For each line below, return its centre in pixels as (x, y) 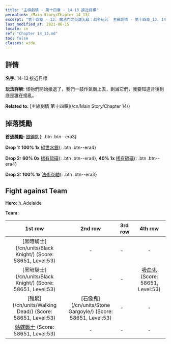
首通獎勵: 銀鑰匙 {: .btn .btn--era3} (41, 137)
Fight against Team (36, 191)
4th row (149, 229)
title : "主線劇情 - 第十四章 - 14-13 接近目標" (52, 10)
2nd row (91, 229)
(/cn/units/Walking (35, 305)
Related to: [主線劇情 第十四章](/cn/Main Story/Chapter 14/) (68, 106)
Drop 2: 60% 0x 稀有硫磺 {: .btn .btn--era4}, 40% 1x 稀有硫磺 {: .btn (76, 159)
